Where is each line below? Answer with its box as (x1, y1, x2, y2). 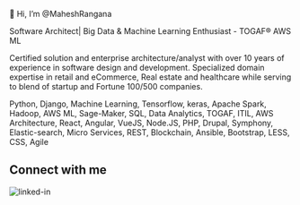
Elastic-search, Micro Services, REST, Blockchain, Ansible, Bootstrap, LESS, (9, 127, 290, 138)
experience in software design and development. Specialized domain (9, 63, 265, 73)
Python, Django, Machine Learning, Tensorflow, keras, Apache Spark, (9, 98, 267, 109)
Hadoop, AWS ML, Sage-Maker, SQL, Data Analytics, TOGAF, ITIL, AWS (9, 108, 274, 118)
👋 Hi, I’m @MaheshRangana (9, 9, 112, 19)
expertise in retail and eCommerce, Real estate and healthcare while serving (9, 72, 292, 82)
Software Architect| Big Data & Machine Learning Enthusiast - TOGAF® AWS (9, 26, 292, 36)
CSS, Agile (9, 137, 49, 147)
